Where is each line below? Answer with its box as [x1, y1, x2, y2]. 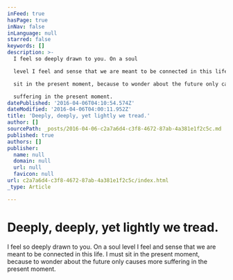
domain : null [13, 158, 51, 165]
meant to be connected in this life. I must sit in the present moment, [7, 249, 200, 258]
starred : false [7, 36, 51, 43]
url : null [13, 164, 42, 171]
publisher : [7, 145, 39, 151]
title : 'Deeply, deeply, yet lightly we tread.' [7, 113, 150, 120]
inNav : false [7, 23, 45, 30]
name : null [13, 151, 45, 158]
